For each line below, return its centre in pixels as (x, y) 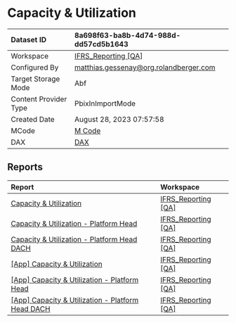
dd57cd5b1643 (101, 44)
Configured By (35, 67)
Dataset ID (29, 39)
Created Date (33, 119)
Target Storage (35, 79)
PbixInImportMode (105, 103)
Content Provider (39, 99)
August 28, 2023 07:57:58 (119, 119)
